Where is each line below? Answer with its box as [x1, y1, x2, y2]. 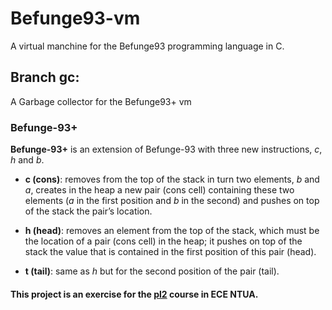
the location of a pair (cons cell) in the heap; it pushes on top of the [24, 235, 303, 247]
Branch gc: [10, 69, 80, 86]
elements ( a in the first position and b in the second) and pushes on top [24, 195, 320, 207]
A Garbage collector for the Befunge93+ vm [10, 95, 192, 107]
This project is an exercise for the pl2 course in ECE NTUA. [10, 288, 259, 300]
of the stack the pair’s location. [24, 205, 153, 217]
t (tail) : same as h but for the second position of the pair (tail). [24, 265, 280, 277]
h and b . [10, 154, 45, 166]
